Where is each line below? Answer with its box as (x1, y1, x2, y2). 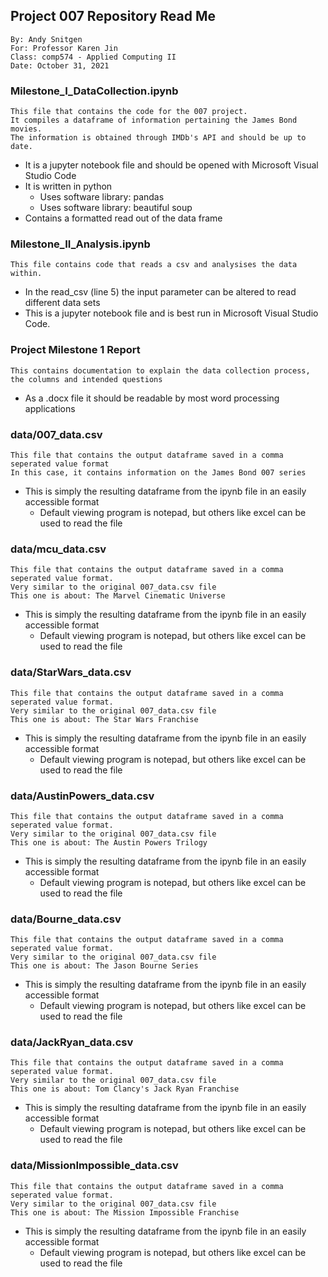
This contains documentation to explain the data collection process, (10, 365, 311, 376)
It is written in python (24, 180, 113, 193)
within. (10, 269, 43, 279)
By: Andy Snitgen (10, 34, 83, 44)
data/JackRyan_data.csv (10, 1035, 134, 1049)
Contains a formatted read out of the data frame (24, 212, 223, 224)
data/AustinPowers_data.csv (10, 789, 155, 803)
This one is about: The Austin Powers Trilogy (10, 837, 208, 848)
